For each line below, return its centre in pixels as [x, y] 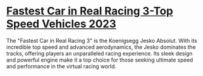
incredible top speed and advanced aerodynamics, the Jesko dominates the [101, 47]
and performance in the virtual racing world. [61, 66]
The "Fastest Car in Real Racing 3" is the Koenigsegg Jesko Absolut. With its [102, 40]
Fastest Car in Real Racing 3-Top [90, 11]
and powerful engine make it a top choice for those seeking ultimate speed [100, 60]
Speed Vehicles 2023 [61, 24]
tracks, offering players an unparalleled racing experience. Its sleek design [99, 53]
